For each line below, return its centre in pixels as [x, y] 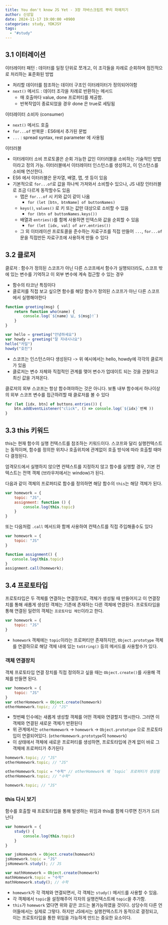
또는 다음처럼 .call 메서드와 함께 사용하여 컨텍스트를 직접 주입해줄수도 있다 [79, 526]
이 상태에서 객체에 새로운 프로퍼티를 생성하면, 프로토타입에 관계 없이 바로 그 [86, 742]
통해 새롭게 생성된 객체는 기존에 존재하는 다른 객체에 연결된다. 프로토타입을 [87, 605]
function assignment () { [31, 554]
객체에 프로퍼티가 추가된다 [38, 748]
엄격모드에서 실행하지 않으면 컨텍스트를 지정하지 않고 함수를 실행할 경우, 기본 [80, 466]
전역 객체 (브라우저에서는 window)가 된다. [64, 473]
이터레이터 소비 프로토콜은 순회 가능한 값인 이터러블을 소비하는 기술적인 [82, 159]
